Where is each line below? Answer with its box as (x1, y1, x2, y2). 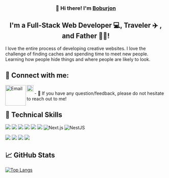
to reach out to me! (27, 95, 67, 102)
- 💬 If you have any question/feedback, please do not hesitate (34, 90, 164, 96)
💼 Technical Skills (5, 110, 63, 119)
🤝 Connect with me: (5, 71, 69, 80)
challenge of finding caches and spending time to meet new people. (5, 51, 149, 57)
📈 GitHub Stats (5, 151, 55, 160)
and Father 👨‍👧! (62, 32, 110, 41)
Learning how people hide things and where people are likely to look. (5, 56, 151, 62)
